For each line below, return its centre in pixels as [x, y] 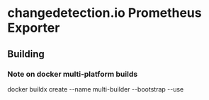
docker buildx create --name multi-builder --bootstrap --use [96, 89]
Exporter [34, 28]
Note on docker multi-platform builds [73, 74]
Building [26, 54]
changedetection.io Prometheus [104, 13]
